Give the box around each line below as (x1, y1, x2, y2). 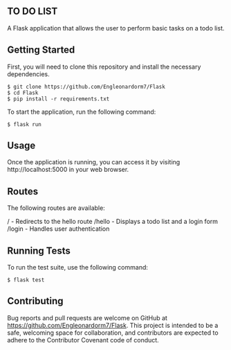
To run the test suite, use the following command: (7, 263, 149, 272)
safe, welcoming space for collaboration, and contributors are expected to (7, 329, 219, 337)
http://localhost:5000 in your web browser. (7, 166, 129, 174)
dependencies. (7, 69, 50, 78)
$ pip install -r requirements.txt (7, 95, 110, 103)
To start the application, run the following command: (7, 107, 156, 116)
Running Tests (7, 245, 71, 256)
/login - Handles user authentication (7, 225, 110, 233)
